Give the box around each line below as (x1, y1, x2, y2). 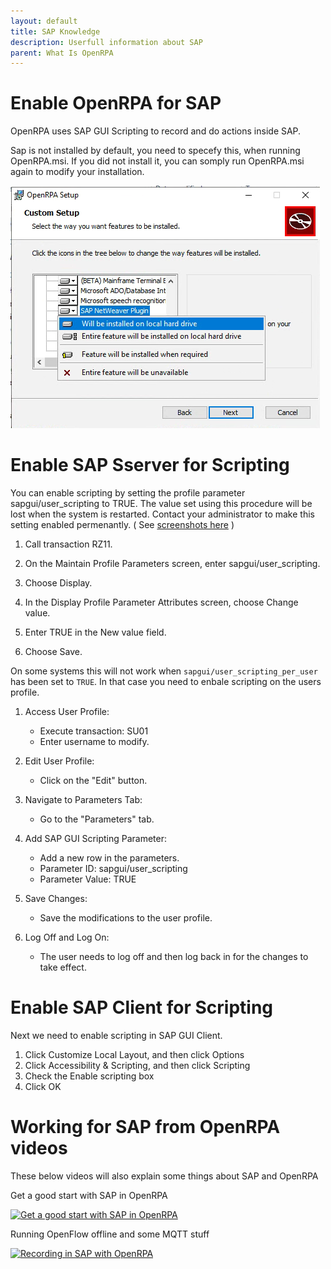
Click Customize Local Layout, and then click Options (24, 1049, 245, 1061)
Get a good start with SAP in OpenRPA (10, 1190, 168, 1201)
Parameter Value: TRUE (39, 873, 137, 885)
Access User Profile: (24, 706, 110, 718)
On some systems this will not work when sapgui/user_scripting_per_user (10, 665, 318, 677)
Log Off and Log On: (24, 931, 110, 944)
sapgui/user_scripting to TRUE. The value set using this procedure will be (10, 498, 313, 510)
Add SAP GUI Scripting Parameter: (24, 833, 168, 845)
